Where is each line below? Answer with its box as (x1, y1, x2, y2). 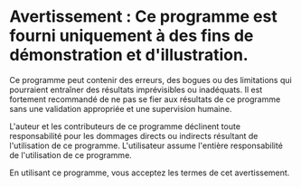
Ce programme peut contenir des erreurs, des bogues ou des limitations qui (9, 74, 292, 85)
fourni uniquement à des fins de (9, 25, 254, 46)
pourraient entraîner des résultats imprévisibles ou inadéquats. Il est (9, 84, 263, 95)
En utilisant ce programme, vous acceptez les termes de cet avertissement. (9, 167, 290, 178)
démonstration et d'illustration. (9, 45, 249, 65)
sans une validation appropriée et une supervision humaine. (9, 103, 232, 114)
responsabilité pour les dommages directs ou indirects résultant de (9, 130, 259, 141)
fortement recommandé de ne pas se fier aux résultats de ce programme (9, 93, 281, 105)
